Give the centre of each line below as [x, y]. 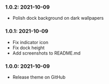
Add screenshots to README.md [46, 53]
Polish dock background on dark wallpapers [58, 18]
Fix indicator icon [30, 42]
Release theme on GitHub [39, 77]
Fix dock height [28, 48]
